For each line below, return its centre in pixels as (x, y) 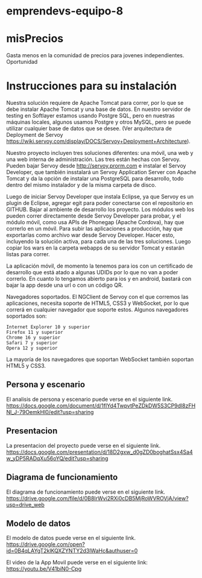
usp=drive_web (25, 504)
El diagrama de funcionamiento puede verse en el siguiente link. (86, 492)
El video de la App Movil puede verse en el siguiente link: (77, 562)
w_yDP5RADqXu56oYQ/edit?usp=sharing (57, 458)
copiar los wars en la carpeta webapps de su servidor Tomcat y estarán (96, 248)
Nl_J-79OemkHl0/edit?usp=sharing (50, 412)
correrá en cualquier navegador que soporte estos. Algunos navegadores (97, 310)
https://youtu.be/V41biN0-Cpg (44, 569)
